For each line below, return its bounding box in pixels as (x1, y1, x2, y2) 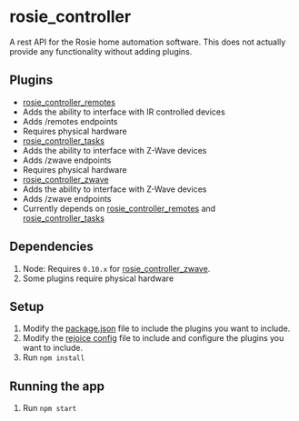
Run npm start (22, 403, 77, 414)
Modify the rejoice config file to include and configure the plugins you (22, 333, 284, 344)
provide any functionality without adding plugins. (9, 45, 193, 56)
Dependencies (9, 239, 94, 255)
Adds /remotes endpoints (22, 115, 118, 126)
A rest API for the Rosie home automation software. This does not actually (9, 36, 286, 47)
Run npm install (22, 352, 85, 363)
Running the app (9, 378, 105, 394)
